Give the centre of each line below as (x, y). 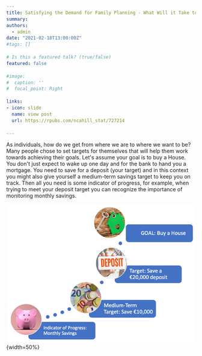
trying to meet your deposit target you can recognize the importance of (94, 189)
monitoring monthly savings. (41, 196)
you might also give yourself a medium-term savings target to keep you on (99, 177)
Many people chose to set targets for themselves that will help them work (97, 151)
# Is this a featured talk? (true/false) (59, 57)
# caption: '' (25, 82)
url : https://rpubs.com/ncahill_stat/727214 (68, 120)
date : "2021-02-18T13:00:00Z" (44, 38)
